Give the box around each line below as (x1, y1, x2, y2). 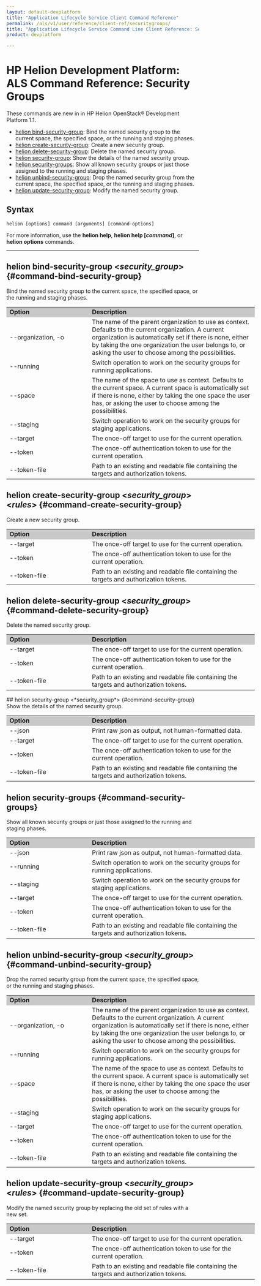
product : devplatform (6, 32, 62, 38)
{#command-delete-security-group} (6, 605, 150, 616)
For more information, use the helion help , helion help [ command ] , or (6, 231, 183, 239)
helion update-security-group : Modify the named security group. (15, 187, 179, 194)
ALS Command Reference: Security (6, 77, 191, 91)
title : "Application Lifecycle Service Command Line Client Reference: (6, 26, 193, 32)
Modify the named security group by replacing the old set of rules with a (6, 1204, 189, 1211)
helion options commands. (6, 238, 75, 245)
